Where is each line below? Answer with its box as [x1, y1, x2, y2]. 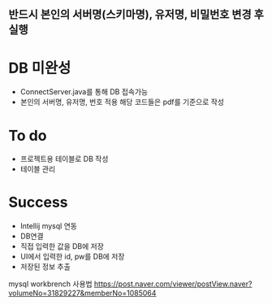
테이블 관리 [19, 164, 56, 174]
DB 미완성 [8, 59, 71, 77]
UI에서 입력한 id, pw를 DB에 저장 [19, 251, 125, 262]
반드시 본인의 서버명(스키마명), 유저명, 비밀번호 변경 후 [8, 7, 264, 22]
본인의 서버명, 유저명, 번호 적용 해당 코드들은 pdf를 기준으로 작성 [19, 97, 225, 107]
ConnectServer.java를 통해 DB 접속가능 [19, 87, 149, 97]
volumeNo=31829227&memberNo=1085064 [8, 288, 157, 298]
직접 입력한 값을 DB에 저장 [19, 242, 104, 251]
